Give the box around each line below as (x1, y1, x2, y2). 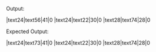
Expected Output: (6, 28, 49, 35)
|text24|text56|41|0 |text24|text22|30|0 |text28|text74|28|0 (6, 17, 151, 23)
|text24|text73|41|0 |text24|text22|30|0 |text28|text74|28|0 (6, 40, 150, 46)
